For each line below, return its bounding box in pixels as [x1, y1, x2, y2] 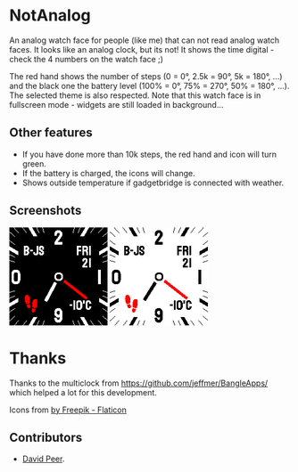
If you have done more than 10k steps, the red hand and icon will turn [21, 149, 277, 159]
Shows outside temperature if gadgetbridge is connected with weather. [21, 177, 285, 188]
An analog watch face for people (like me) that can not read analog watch [9, 35, 279, 45]
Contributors [9, 429, 83, 445]
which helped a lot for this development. [9, 387, 158, 397]
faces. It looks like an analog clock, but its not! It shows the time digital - [9, 44, 275, 54]
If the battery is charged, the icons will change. [21, 167, 195, 178]
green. [21, 158, 47, 169]
